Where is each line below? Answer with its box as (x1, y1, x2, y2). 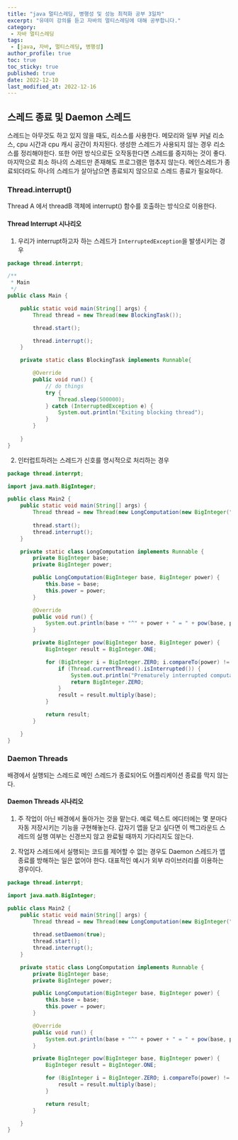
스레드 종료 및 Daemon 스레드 (7, 111, 131, 123)
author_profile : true (7, 50, 72, 57)
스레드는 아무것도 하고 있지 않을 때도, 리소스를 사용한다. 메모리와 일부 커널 (7, 131, 211, 140)
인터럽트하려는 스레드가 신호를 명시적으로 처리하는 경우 (17, 456, 170, 464)
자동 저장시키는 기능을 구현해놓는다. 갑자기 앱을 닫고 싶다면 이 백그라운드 (17, 823, 218, 832)
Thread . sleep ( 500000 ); (57, 395, 125, 403)
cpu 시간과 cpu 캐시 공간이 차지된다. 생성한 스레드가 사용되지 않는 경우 (16, 140, 212, 149)
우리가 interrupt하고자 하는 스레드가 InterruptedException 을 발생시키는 (17, 236, 218, 245)
